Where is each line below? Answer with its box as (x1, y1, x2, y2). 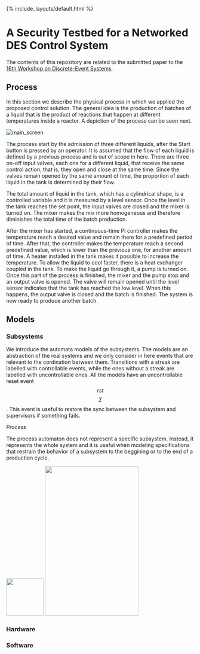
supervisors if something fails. (6, 412, 81, 419)
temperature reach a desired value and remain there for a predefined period (6, 233, 193, 241)
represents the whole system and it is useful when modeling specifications (6, 442, 190, 449)
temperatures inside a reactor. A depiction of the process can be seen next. (6, 117, 192, 124)
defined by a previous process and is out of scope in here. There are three (6, 153, 189, 160)
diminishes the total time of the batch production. (6, 215, 127, 223)
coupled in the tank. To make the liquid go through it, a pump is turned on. (6, 265, 189, 272)
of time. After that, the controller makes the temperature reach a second (6, 239, 183, 247)
